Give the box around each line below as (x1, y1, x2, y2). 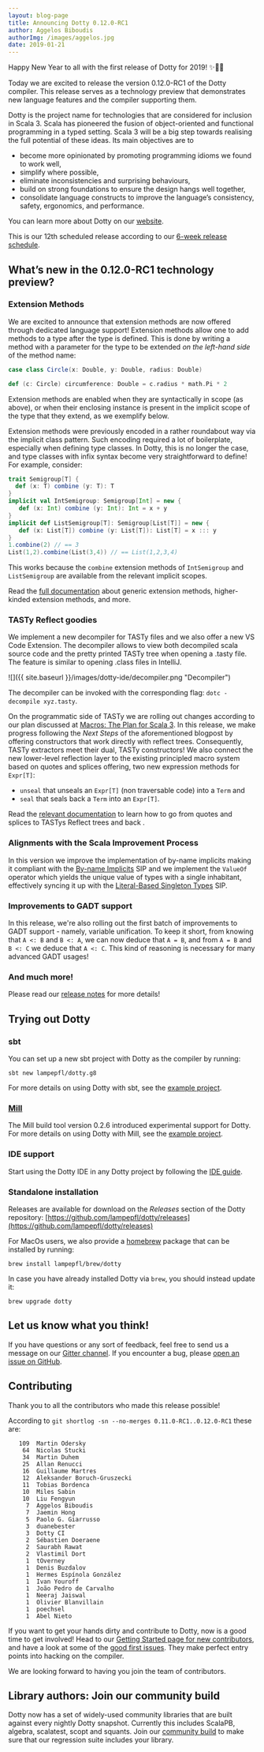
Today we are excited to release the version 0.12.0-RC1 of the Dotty (8, 78, 227, 88)
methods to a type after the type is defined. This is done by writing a (8, 333, 231, 343)
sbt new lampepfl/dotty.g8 (8, 1069, 97, 1077)
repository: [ (8, 1212, 49, 1222)
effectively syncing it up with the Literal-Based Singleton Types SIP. (8, 881, 228, 890)
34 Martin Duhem (22, 1453, 80, 1461)
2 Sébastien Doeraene (25, 1536, 101, 1544)
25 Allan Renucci (22, 1460, 83, 1468)
